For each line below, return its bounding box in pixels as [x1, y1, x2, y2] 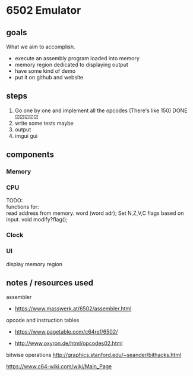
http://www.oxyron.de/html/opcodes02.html [14, 340, 123, 347]
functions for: [6, 204, 40, 211]
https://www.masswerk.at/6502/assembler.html [14, 305, 132, 312]
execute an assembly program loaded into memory [14, 55, 140, 61]
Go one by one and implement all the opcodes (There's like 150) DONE [14, 107, 188, 114]
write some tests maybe [14, 119, 74, 127]
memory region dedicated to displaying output [14, 61, 129, 68]
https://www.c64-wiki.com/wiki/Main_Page [6, 363, 112, 370]
